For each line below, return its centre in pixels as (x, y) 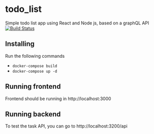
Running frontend (33, 86)
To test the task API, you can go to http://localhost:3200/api (66, 126)
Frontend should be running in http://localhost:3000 (58, 99)
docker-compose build (35, 66)
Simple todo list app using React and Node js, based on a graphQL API (77, 23)
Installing (20, 44)
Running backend (33, 114)
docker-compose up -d (35, 71)
